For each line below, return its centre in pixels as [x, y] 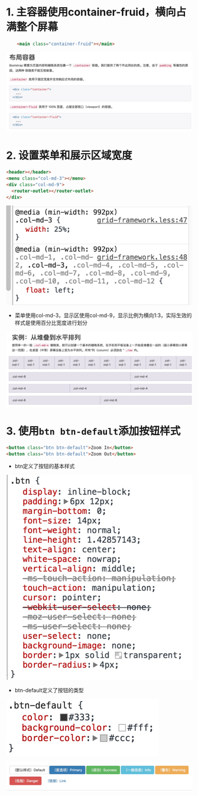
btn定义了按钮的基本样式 [45, 466]
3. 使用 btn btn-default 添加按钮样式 [93, 431]
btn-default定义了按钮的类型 [49, 690]
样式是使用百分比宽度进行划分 [51, 322]
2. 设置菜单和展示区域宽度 [69, 155]
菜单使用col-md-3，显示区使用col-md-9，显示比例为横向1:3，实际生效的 [103, 315]
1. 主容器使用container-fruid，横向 [91, 12]
